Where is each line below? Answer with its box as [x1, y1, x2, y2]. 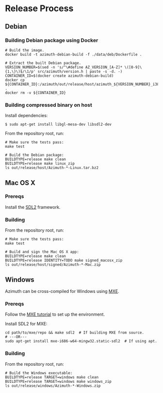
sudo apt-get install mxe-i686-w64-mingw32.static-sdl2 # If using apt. [5, 339, 158, 344]
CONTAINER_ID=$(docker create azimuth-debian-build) [5, 73, 114, 78]
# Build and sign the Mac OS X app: [5, 250, 79, 255]
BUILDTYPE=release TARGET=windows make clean [5, 375, 98, 379]
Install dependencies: [5, 113, 48, 119]
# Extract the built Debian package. [5, 60, 81, 66]
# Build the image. [5, 48, 45, 52]
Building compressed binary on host [5, 102, 92, 108]
